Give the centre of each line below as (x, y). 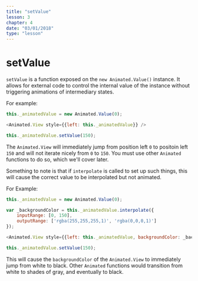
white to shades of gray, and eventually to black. (65, 272)
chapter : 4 (19, 22)
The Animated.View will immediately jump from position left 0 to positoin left (97, 147)
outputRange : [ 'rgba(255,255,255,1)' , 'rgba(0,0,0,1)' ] (87, 221)
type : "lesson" (25, 34)
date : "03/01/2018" (30, 28)
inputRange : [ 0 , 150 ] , (44, 216)
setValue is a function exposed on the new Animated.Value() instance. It (93, 79)
